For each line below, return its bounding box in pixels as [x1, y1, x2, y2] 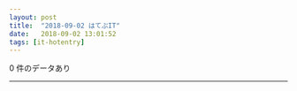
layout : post [9, 12, 57, 22]
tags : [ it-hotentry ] [9, 37, 86, 47]
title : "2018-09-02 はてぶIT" [9, 21, 121, 30]
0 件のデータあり [9, 63, 71, 73]
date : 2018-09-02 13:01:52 [9, 29, 117, 38]
